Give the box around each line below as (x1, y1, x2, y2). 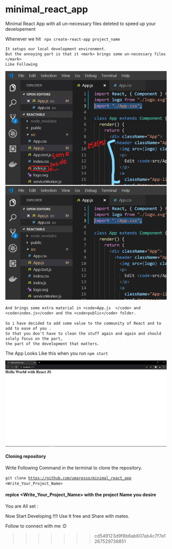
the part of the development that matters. (5, 341, 100, 346)
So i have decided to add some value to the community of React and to (5, 321, 161, 326)
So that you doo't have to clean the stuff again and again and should (5, 331, 161, 336)
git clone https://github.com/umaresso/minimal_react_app (5, 475, 132, 480)
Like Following (5, 61, 38, 67)
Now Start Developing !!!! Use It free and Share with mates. (5, 513, 130, 519)
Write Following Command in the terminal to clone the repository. (5, 465, 142, 471)
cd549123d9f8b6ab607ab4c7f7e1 (94, 533, 166, 539)
